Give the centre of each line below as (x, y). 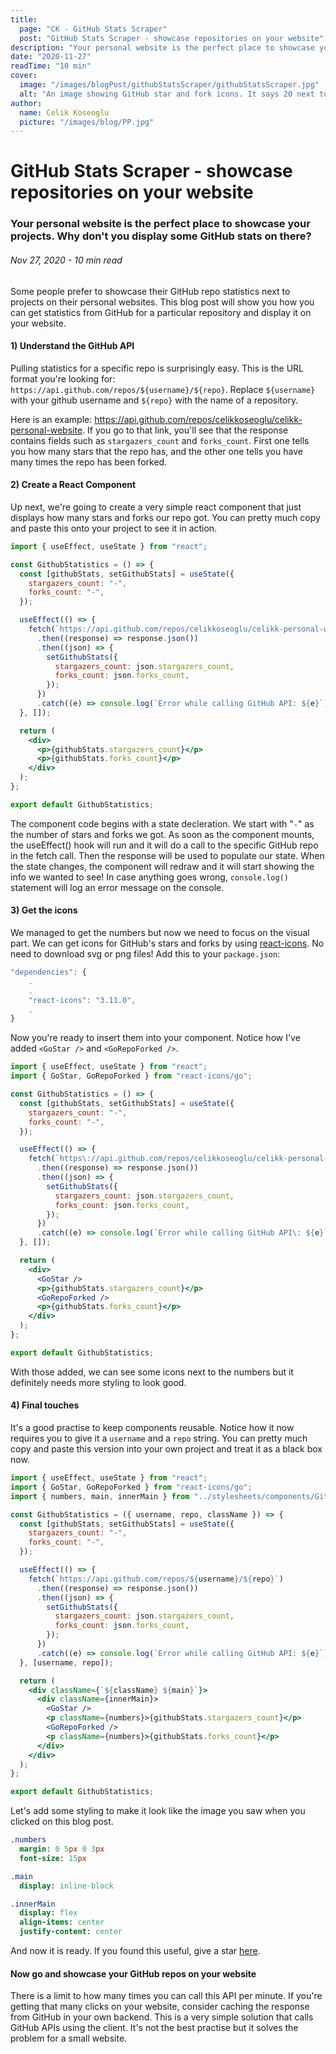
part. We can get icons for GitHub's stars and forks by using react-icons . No (167, 943)
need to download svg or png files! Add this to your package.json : (145, 954)
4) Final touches (45, 1405)
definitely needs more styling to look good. (98, 1382)
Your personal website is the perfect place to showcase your (160, 224)
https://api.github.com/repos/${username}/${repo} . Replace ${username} (163, 389)
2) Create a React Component (73, 485)
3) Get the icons (44, 910)
